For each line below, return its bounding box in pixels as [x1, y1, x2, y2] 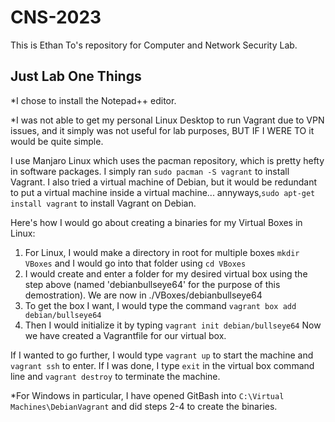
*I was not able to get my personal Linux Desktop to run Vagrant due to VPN [10, 114, 325, 126]
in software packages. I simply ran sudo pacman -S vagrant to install [10, 165, 290, 177]
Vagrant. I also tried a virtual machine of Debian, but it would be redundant [10, 176, 318, 188]
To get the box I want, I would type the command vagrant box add [24, 299, 297, 311]
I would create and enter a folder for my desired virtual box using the [24, 267, 308, 280]
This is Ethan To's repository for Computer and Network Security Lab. [10, 39, 298, 51]
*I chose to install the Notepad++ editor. [10, 94, 177, 106]
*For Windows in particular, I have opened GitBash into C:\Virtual [10, 389, 285, 401]
